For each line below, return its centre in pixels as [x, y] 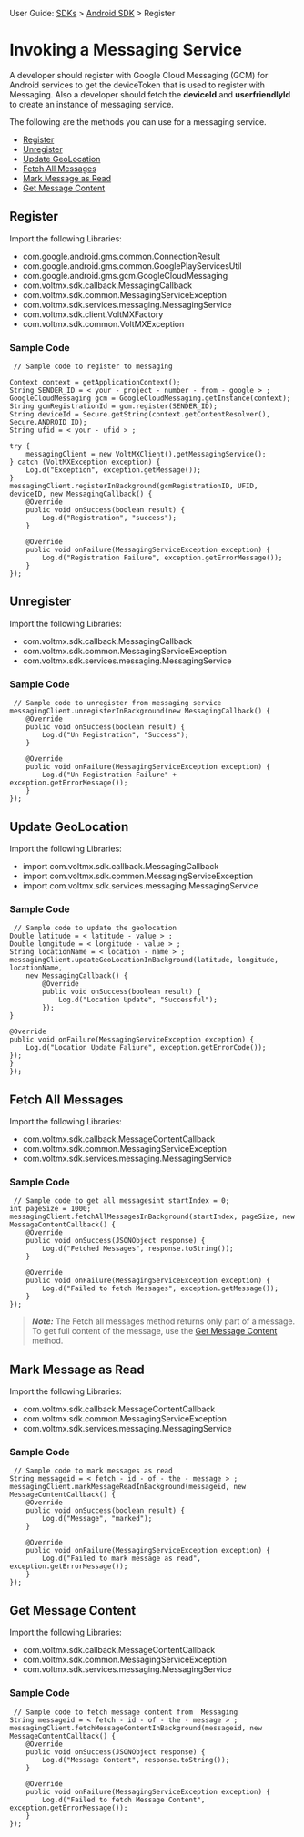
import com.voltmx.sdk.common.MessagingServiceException [137, 876]
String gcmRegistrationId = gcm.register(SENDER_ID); [114, 406]
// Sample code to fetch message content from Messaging [126, 1712]
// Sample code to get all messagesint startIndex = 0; [122, 1201]
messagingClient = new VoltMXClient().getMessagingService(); [146, 455]
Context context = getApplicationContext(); [95, 383]
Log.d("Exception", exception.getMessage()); [114, 470]
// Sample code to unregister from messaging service [117, 703]
